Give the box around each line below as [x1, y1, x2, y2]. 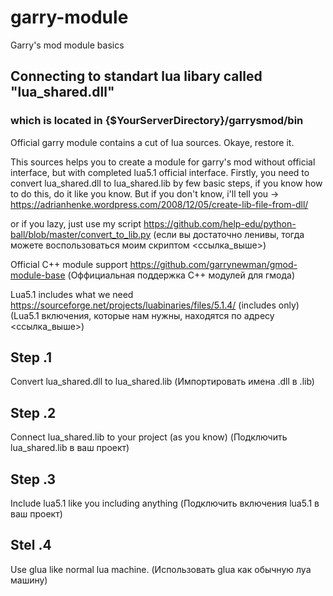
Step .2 [10, 404, 57, 421]
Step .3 [10, 471, 57, 488]
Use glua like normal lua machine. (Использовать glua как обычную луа [10, 563, 312, 575]
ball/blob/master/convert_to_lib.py [10, 228, 152, 240]
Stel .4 [10, 537, 52, 554]
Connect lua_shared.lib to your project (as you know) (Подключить [10, 431, 288, 443]
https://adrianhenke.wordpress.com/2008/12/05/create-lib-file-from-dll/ [10, 198, 309, 210]
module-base [10, 269, 66, 281]
